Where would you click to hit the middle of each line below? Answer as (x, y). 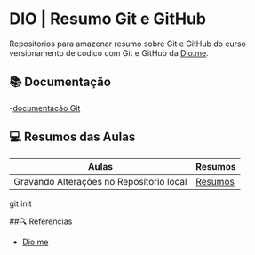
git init (21, 203)
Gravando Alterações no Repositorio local (100, 181)
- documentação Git (45, 108)
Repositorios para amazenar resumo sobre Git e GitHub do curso (127, 44)
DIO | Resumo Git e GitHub (108, 19)
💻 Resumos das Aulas (72, 137)
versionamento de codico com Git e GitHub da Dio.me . (109, 52)
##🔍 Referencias (41, 221)
